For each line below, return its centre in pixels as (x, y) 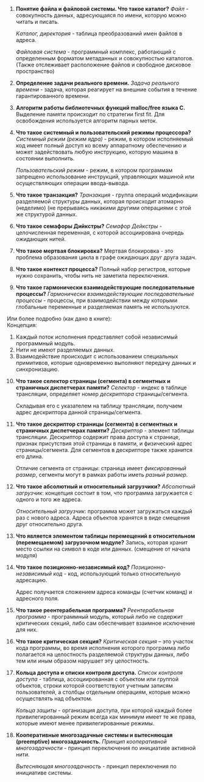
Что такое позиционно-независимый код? (73, 567)
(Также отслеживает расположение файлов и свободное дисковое (103, 65)
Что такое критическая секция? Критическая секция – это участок (104, 641)
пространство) (35, 71)
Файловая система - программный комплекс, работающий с (96, 52)
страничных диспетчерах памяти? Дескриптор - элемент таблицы (105, 431)
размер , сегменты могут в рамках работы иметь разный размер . (102, 475)
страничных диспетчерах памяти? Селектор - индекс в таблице (101, 387)
